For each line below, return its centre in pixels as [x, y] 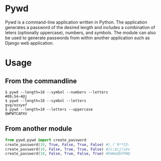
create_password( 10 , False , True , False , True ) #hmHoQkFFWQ [68, 154]
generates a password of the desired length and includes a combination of [80, 27]
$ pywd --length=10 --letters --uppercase [49, 109]
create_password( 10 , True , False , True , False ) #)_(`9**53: [68, 145]
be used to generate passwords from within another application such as [78, 38]
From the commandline [41, 81]
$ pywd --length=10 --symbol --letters [46, 101]
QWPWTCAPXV [16, 113]
